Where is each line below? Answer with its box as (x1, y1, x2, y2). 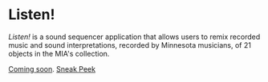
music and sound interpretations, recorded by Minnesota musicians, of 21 (8, 40, 251, 49)
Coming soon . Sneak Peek (8, 64, 96, 73)
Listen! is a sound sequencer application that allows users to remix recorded (8, 32, 261, 41)
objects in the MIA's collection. (8, 49, 110, 58)
